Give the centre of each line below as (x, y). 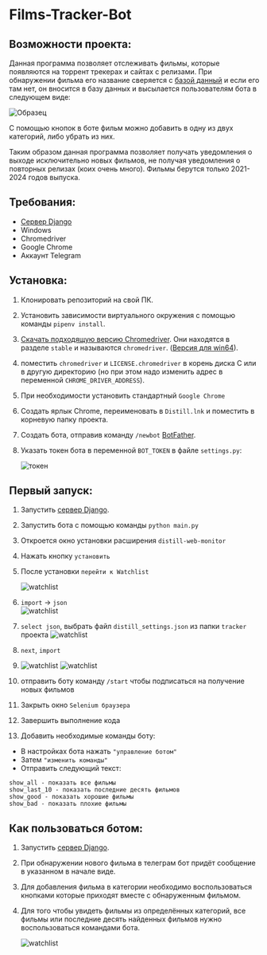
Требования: (43, 202)
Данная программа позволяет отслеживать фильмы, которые (114, 63)
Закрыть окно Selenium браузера (75, 705)
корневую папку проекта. (64, 419)
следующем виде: (40, 97)
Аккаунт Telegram (51, 255)
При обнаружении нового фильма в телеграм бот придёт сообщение (138, 863)
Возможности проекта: (70, 44)
